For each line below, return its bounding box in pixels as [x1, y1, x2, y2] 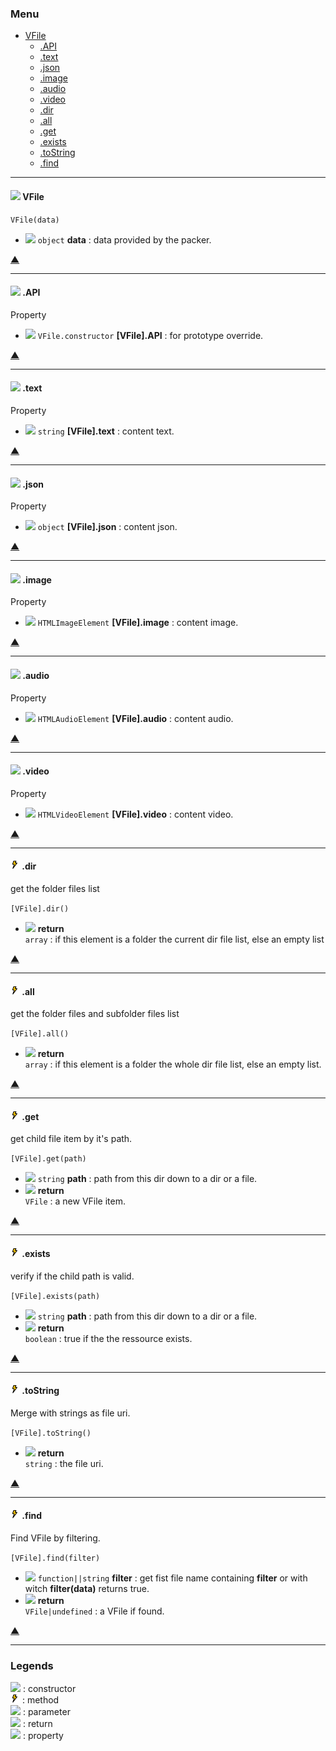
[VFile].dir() [10, 903, 70, 914]
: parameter [22, 1706, 71, 1718]
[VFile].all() [10, 1029, 70, 1039]
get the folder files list [10, 882, 100, 894]
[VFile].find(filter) [10, 1553, 101, 1563]
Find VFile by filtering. [10, 1532, 101, 1544]
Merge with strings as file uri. [10, 1407, 131, 1419]
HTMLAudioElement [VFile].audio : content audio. [37, 712, 234, 724]
